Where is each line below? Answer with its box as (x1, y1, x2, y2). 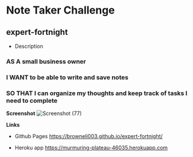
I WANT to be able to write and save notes (6, 73, 128, 81)
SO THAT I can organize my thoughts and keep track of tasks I (6, 89, 188, 97)
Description (14, 42, 43, 50)
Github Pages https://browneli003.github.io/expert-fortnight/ (14, 133, 163, 140)
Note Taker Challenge (6, 4, 115, 17)
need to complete (6, 96, 58, 104)
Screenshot (6, 110, 36, 117)
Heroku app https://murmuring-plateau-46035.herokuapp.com (14, 144, 168, 151)
